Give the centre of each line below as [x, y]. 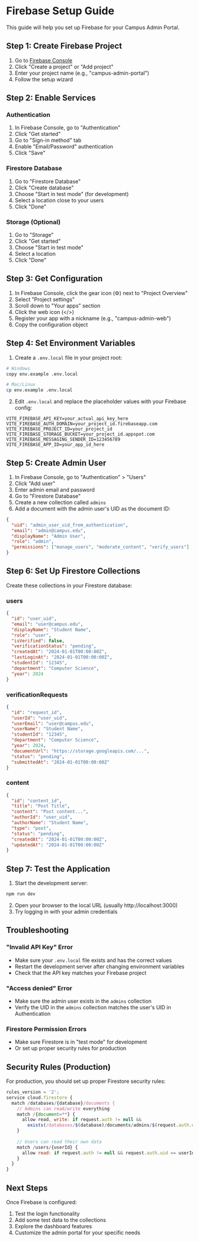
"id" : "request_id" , [37, 712]
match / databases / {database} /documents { [63, 1103]
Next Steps [27, 1188]
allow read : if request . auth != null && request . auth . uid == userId [108, 1153]
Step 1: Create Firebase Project [64, 46]
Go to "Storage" [34, 235]
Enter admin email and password [54, 489]
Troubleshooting [38, 930]
